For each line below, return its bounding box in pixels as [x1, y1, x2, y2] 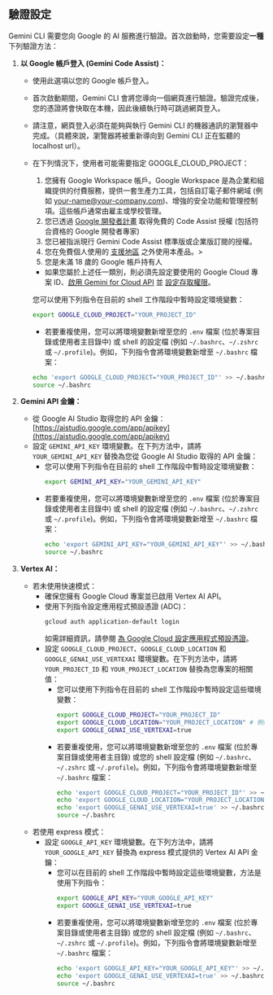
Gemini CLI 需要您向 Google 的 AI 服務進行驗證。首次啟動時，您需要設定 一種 [8, 31, 264, 41]
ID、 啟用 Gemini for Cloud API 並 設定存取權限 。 [54, 277, 215, 287]
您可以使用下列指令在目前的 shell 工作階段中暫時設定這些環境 [56, 684, 262, 694]
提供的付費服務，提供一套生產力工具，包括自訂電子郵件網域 [51, 186, 252, 195]
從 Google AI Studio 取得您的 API [32, 414, 142, 423]
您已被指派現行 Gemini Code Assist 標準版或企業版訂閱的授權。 [44, 236, 258, 246]
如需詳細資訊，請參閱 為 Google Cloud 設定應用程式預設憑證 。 [44, 633, 253, 643]
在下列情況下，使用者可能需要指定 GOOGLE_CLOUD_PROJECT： [32, 158, 249, 168]
